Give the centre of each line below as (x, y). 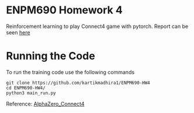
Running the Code (51, 56)
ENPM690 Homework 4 (64, 10)
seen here (18, 32)
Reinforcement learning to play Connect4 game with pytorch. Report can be (97, 26)
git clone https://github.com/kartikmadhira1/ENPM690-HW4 (78, 83)
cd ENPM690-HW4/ (26, 88)
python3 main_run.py (31, 93)
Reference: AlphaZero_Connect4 (45, 104)
